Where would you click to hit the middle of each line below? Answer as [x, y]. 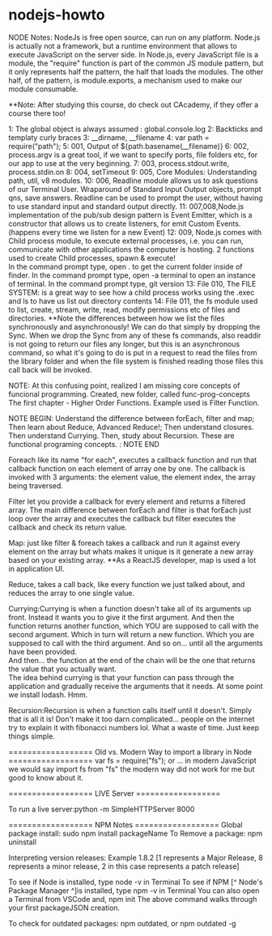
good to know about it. [46, 777]
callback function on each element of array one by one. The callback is [127, 468]
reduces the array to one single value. [72, 593]
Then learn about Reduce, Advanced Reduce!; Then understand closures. [131, 427]
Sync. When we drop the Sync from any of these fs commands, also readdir [135, 335]
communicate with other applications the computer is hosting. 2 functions [132, 249]
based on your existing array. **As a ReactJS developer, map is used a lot [132, 559]
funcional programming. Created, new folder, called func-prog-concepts [130, 394]
